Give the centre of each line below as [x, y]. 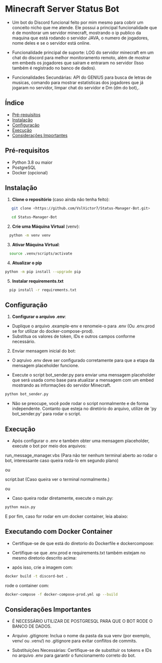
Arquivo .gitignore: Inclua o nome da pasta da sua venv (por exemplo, [81, 636]
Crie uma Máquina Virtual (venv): [46, 226]
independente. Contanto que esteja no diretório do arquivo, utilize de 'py [84, 408]
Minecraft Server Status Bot [62, 9]
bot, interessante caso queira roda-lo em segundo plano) [62, 460]
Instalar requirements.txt [38, 281]
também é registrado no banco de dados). [54, 68]
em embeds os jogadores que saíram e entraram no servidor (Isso [78, 63]
